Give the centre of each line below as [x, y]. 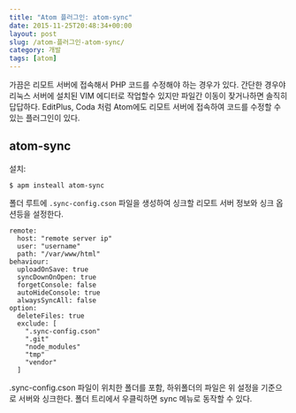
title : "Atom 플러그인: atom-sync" [71, 17]
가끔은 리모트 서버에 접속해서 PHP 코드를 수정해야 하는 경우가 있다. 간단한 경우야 [148, 84]
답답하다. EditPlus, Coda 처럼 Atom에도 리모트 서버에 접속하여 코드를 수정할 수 [145, 107]
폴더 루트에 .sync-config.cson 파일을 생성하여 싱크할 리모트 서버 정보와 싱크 [142, 203]
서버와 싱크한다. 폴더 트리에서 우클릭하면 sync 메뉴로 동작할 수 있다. [135, 398]
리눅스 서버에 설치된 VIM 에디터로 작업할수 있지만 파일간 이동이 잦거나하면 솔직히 [148, 96]
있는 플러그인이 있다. [45, 118]
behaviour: [29, 262]
